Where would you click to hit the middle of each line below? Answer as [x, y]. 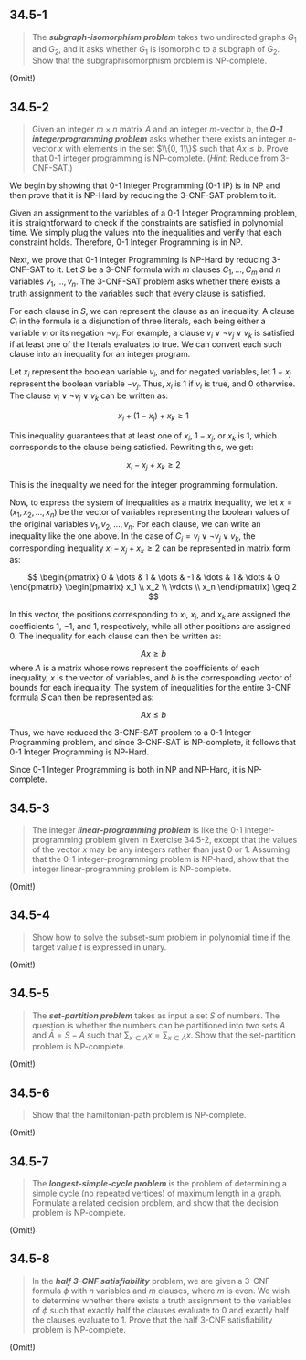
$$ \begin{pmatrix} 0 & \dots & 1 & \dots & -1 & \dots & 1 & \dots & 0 [153, 577]
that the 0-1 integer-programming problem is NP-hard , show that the [160, 859]
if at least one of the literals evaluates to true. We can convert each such [146, 344]
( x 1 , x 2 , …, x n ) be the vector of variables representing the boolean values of [149, 513]
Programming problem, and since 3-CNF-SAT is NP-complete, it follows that [153, 743]
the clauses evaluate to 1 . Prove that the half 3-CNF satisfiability [152, 1320]
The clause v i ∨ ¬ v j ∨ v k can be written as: [89, 396]
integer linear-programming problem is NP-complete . [132, 869]
